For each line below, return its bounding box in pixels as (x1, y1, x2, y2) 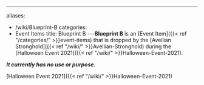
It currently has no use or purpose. (6, 61, 96, 68)
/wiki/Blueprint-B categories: (15, 24, 87, 31)
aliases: (6, 12, 25, 19)
